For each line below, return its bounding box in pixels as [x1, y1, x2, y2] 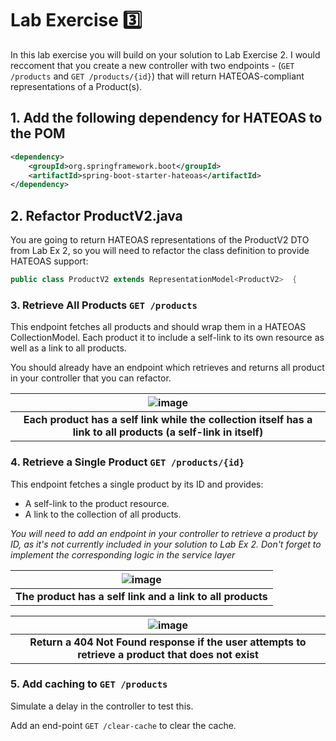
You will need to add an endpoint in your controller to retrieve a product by [10, 527, 318, 539]
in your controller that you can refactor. [10, 372, 172, 384]
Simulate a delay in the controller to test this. [10, 700, 194, 712]
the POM [10, 125, 66, 142]
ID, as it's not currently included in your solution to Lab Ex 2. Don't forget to [10, 538, 322, 550]
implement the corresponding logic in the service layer [10, 548, 236, 561]
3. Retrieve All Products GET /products [10, 298, 198, 312]
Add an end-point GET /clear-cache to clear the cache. [10, 719, 237, 731]
